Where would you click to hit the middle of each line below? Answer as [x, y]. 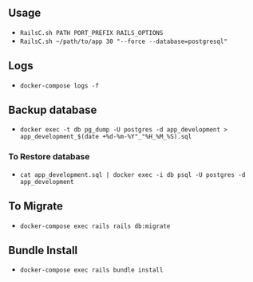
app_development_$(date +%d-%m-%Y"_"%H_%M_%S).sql [106, 137]
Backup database [53, 110]
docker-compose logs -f [59, 86]
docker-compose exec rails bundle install [91, 270]
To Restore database [49, 157]
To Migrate [36, 206]
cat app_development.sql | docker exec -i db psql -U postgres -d [132, 174]
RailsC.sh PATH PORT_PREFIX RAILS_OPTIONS [91, 33]
